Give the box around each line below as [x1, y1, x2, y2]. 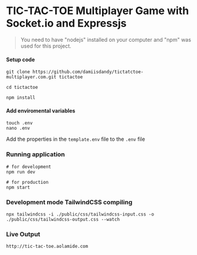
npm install [6, 95, 35, 101]
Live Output [6, 230, 41, 238]
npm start [6, 184, 31, 190]
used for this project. [20, 42, 72, 49]
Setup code [6, 56, 35, 63]
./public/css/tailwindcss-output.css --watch [6, 216, 120, 222]
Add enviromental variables [6, 107, 75, 114]
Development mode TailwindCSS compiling [6, 198, 133, 206]
